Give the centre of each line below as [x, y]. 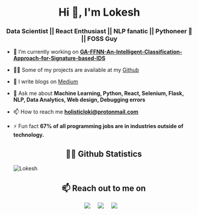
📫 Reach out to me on [104, 188]
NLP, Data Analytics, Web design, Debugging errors [79, 100]
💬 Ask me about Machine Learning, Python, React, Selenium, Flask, [98, 94]
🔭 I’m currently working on [46, 52]
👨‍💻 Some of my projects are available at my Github [76, 70]
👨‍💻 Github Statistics [104, 154]
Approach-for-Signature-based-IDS [59, 58]
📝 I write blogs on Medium [45, 82]
